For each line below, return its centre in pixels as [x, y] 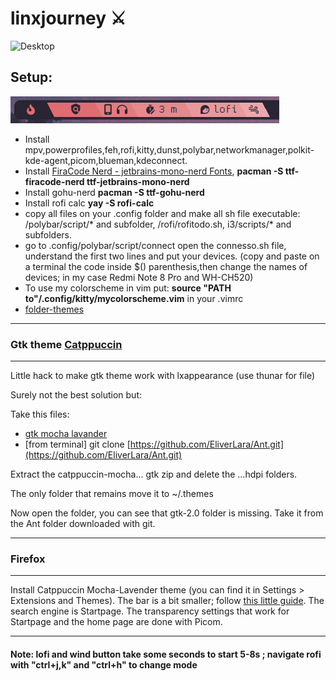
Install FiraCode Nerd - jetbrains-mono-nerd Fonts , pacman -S [154, 171]
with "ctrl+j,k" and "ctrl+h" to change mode [104, 664]
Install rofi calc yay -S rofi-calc [89, 203]
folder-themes [54, 309]
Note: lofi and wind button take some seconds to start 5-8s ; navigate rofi [166, 654]
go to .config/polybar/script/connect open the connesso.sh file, [155, 245]
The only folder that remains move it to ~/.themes [112, 494]
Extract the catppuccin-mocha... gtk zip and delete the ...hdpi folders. [154, 474]
